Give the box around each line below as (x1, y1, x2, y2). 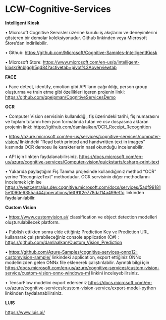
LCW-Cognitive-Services (5, 3, 111, 15)
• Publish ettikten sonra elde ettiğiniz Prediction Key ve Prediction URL (5, 229, 149, 235)
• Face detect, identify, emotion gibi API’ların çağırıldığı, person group (5, 83, 148, 90)
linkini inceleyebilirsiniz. (91, 270, 140, 276)
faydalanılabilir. (5, 195, 36, 201)
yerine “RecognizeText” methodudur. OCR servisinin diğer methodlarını (5, 173, 150, 179)
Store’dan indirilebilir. (5, 40, 48, 46)
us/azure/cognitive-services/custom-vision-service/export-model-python (5, 285, 156, 291)
